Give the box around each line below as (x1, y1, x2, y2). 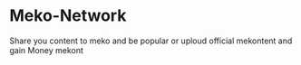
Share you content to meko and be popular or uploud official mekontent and (9, 35, 293, 46)
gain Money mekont (9, 44, 84, 55)
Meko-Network (9, 5, 127, 26)
